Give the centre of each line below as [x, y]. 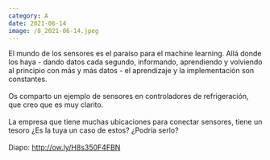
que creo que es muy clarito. [56, 105]
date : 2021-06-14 [37, 23]
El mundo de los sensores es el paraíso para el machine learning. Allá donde [135, 54]
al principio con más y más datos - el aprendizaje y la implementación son [131, 71]
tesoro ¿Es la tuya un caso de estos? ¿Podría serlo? [93, 130]
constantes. [28, 79]
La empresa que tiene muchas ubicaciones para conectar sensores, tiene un [135, 122]
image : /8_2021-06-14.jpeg [54, 31]
